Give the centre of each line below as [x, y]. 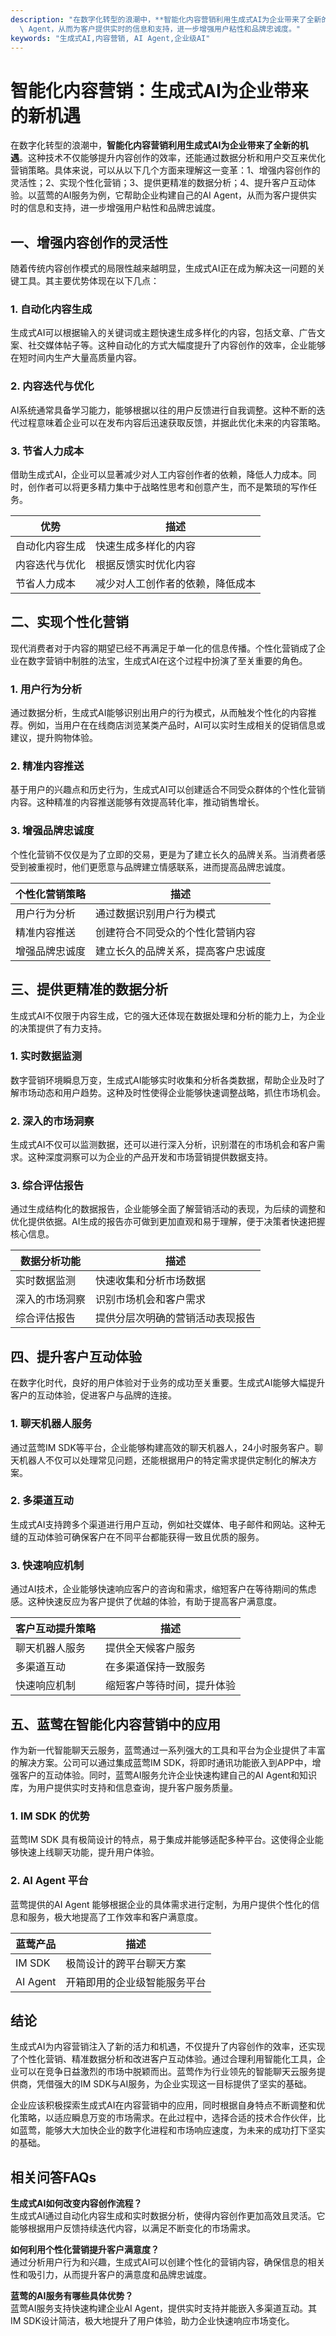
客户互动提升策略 [56, 1629]
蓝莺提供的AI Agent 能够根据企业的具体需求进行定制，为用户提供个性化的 [161, 1904]
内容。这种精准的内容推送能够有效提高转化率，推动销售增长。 [137, 802]
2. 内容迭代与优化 [52, 386]
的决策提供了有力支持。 [58, 1028]
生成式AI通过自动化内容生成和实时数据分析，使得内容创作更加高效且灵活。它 [168, 2216]
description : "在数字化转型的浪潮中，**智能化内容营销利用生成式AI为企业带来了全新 [166, 19]
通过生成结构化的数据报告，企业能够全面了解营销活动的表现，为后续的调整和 [168, 1209]
